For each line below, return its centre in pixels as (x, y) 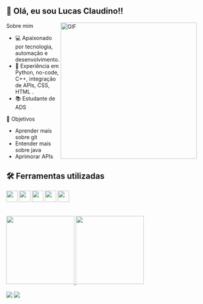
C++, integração (35, 79)
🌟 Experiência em (37, 66)
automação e (31, 53)
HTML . (24, 91)
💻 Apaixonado (34, 38)
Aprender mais (34, 130)
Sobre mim (20, 25)
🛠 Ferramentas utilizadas (55, 176)
